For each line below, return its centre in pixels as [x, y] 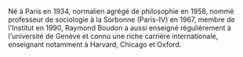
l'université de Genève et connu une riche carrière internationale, [113, 36]
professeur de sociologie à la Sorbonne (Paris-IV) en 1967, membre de [121, 20]
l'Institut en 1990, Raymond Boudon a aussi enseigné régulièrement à [120, 28]
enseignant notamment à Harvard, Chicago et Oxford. [95, 45]
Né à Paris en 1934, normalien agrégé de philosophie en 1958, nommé [121, 11]
